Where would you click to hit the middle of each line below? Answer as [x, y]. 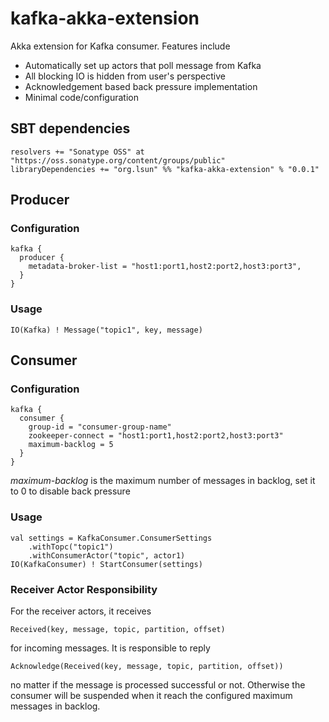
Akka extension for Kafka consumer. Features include [120, 46]
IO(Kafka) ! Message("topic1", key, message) [106, 330]
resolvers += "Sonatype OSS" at [77, 152]
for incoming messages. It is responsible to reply [110, 648]
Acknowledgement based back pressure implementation [141, 86]
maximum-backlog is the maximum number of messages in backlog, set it [163, 481]
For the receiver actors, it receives [81, 611]
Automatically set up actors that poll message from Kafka [143, 65]
